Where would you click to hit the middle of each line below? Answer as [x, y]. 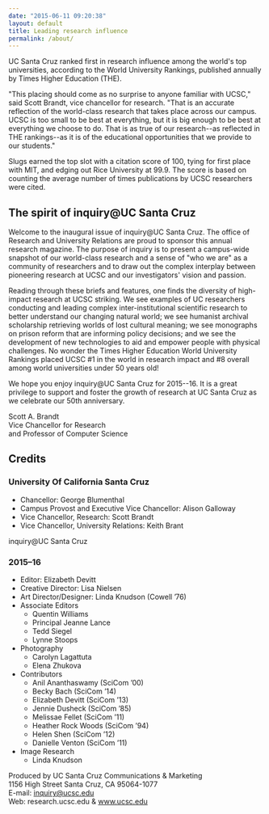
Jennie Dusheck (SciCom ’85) [82, 709]
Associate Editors [49, 605]
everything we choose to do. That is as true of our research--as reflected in [134, 129]
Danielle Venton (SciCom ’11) [80, 743]
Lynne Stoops [55, 640]
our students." [32, 146]
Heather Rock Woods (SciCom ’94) [90, 726]
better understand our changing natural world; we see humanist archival [128, 317]
